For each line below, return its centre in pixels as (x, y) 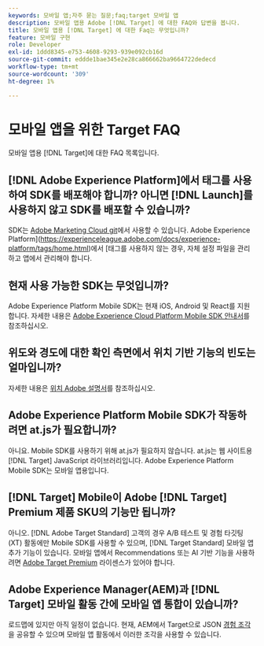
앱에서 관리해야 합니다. (57, 258)
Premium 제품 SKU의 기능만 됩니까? (92, 512)
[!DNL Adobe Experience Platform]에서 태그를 (119, 180)
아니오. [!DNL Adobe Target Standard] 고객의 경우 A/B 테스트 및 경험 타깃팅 (126, 533)
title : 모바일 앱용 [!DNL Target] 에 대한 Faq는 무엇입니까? (99, 30)
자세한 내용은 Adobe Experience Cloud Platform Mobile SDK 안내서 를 (140, 316)
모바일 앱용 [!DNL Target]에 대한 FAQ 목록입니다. (84, 153)
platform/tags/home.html (48, 248)
